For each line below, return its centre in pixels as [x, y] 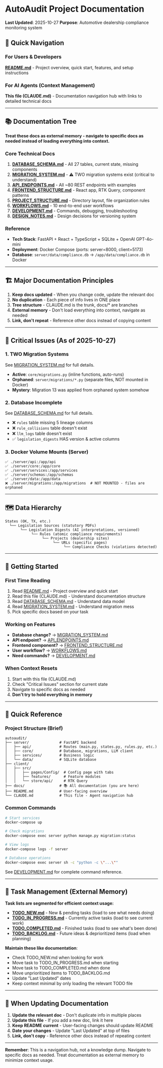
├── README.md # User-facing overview [56, 791]
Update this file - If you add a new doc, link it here [62, 1020]
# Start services [23, 818]
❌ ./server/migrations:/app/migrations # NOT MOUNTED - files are [75, 484]
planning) [22, 939]
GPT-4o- [145, 239]
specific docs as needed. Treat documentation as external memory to [75, 1055]
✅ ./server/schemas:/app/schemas [39, 475]
